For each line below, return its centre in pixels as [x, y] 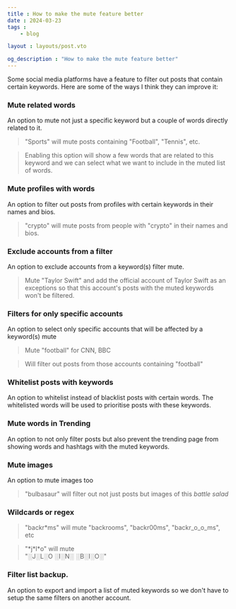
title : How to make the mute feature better [75, 14]
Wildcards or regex [41, 512]
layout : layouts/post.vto [47, 47]
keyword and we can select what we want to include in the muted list [125, 163]
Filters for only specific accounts [65, 313]
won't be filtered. [49, 295]
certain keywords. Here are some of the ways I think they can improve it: [113, 87]
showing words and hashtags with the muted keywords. [88, 446]
